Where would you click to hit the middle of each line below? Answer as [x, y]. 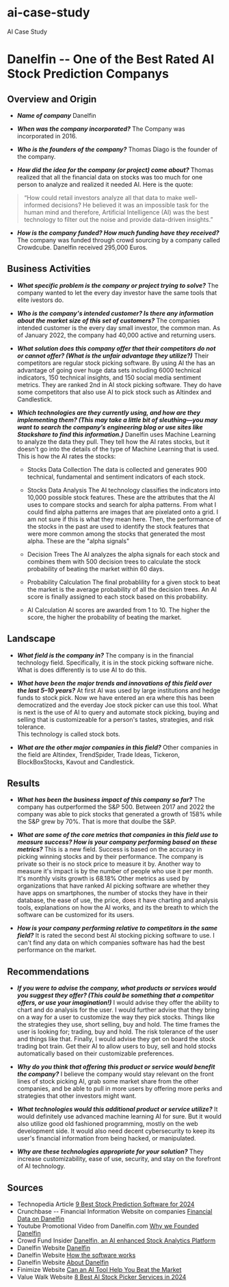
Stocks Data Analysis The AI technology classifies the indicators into [124, 490]
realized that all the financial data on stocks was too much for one [110, 177]
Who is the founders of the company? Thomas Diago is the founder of [117, 149]
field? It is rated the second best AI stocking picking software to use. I [116, 936]
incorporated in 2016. [47, 136]
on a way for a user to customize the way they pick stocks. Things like [116, 1017]
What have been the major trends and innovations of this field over [114, 683]
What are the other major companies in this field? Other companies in [118, 747]
